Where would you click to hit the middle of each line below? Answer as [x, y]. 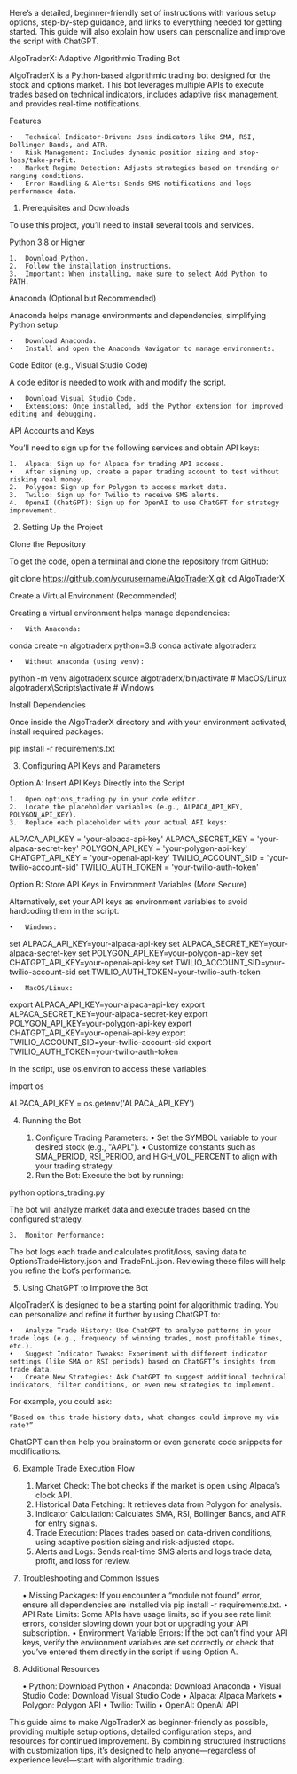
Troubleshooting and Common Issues [90, 1578]
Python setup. [35, 324]
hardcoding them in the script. [64, 911]
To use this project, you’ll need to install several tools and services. [132, 225]
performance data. [43, 191]
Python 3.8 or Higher [47, 242]
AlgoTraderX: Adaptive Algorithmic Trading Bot [94, 58]
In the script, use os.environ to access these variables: [109, 1069]
